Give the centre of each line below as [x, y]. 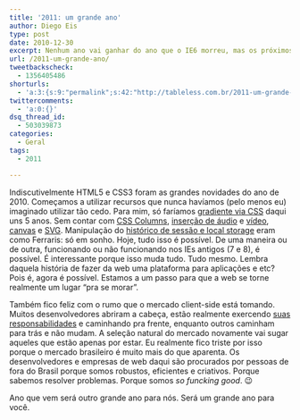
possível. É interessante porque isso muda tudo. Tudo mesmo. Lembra [139, 258]
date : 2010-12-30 [42, 42]
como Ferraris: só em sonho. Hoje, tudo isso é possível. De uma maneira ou [148, 239]
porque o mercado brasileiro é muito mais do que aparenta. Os [125, 352]
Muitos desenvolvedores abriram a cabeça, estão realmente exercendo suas [150, 314]
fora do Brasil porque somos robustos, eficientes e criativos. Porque [135, 371]
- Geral [32, 142]
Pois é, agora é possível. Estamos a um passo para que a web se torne [139, 277]
